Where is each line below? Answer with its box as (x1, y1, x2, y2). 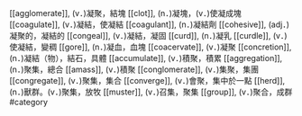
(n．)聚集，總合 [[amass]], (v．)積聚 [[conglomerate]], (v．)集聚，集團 (9, 64, 260, 75)
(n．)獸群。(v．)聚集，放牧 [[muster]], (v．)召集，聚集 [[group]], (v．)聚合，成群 (9, 86, 293, 97)
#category (9, 97, 48, 107)
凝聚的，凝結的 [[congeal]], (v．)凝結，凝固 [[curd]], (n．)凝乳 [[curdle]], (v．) (9, 31, 288, 40)
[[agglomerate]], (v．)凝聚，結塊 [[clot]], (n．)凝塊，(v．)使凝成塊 (9, 8, 242, 18)
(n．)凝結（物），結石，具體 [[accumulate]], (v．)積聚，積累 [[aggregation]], (9, 53, 283, 63)
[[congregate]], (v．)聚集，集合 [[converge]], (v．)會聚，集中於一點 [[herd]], (9, 76, 286, 85)
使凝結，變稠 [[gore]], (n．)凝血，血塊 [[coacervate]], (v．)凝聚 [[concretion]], (9, 41, 292, 52)
